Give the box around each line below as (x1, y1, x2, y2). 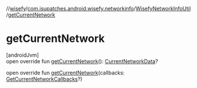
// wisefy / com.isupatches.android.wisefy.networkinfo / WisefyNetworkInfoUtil (6, 5, 191, 12)
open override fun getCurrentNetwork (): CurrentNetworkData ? (6, 57, 158, 64)
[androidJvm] (6, 51, 40, 58)
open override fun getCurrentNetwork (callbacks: (6, 69, 125, 76)
